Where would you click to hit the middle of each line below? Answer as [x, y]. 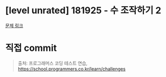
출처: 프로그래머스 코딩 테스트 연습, [53, 63]
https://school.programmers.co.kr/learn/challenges [72, 69]
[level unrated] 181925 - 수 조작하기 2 [83, 10]
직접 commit [31, 48]
